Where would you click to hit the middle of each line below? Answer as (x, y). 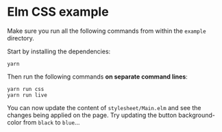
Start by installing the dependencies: (59, 51)
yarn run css (26, 89)
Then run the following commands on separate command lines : (98, 77)
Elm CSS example (58, 12)
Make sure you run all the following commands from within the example (107, 31)
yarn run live (27, 95)
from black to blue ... (51, 122)
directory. (21, 38)
